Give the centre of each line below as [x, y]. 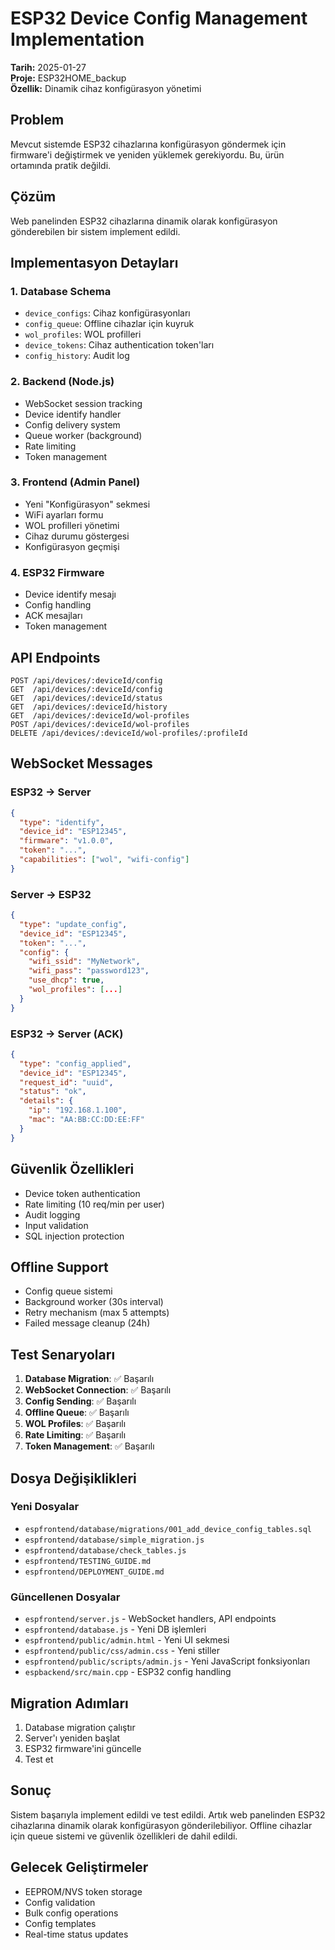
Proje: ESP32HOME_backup [68, 78]
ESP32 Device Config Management [159, 18]
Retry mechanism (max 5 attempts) [97, 1313]
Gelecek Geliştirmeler [79, 1867]
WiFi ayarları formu [64, 514]
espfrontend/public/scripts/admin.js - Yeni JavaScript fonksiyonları [167, 1661]
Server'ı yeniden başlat [72, 1738]
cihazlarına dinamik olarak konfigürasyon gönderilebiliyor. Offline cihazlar [161, 1825]
